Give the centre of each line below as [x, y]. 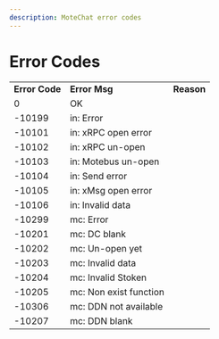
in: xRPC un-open [108, 146]
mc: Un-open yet [106, 248]
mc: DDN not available [117, 306]
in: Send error [99, 176]
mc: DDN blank [101, 320]
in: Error [87, 118]
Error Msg [92, 88]
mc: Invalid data [103, 262]
